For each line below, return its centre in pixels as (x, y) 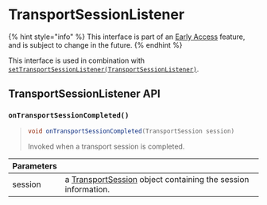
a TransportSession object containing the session (157, 179)
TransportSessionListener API (84, 94)
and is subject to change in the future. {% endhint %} (95, 44)
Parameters (35, 166)
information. (87, 189)
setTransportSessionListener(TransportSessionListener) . (104, 68)
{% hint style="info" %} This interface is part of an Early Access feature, (127, 37)
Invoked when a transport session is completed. (106, 146)
